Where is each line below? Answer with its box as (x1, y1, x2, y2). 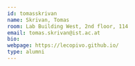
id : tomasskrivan (7, 10, 57, 17)
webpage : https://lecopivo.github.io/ (7, 42, 119, 49)
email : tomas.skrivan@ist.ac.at (7, 29, 100, 36)
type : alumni (7, 49, 45, 56)
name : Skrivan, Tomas (7, 16, 70, 23)
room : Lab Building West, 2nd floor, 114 (7, 23, 129, 30)
